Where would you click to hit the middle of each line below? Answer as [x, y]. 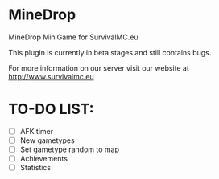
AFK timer [37, 131]
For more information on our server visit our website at [99, 68]
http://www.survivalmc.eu [51, 76]
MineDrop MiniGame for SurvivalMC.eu [73, 37]
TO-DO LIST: [51, 109]
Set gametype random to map [69, 149]
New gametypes [47, 140]
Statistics [35, 168]
